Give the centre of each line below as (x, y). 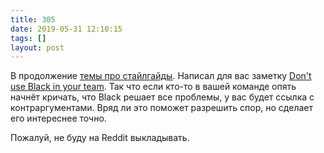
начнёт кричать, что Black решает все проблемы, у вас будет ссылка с (162, 97)
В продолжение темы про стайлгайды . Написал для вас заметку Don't (161, 76)
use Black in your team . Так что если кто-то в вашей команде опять (153, 87)
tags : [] (28, 38)
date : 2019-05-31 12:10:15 (66, 29)
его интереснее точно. (58, 118)
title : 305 (33, 19)
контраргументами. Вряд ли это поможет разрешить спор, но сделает (161, 108)
